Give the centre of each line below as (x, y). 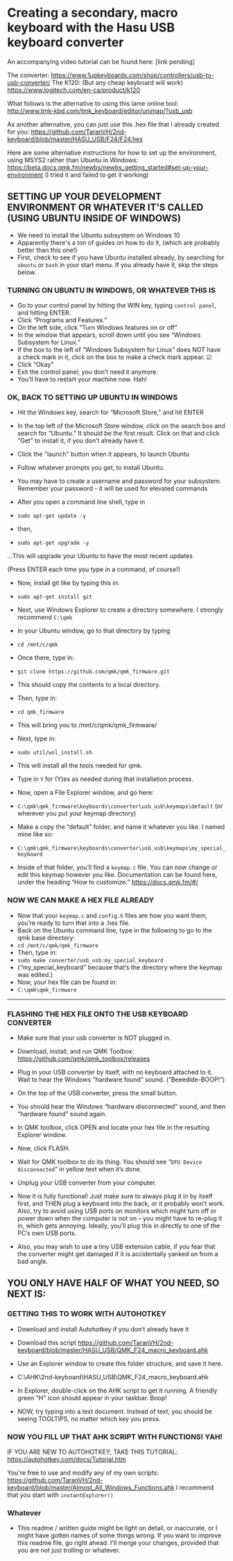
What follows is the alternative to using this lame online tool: (93, 103)
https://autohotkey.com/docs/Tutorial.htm (67, 1459)
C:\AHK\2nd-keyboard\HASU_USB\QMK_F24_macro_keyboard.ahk (113, 1377)
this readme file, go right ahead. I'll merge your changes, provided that (118, 1543)
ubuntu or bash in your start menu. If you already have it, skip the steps (118, 264)
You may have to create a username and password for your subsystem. (119, 481)
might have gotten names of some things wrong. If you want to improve (119, 1535)
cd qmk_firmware (41, 712)
